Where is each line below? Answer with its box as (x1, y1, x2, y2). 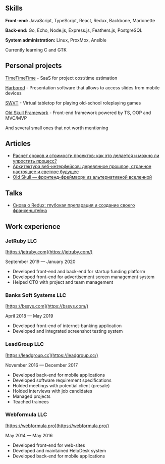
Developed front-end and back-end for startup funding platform (12, 268, 145, 274)
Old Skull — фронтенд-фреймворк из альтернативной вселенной (12, 174, 152, 180)
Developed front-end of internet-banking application (12, 323, 122, 329)
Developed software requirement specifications (12, 377, 112, 383)
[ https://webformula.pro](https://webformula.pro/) (5, 423, 109, 429)
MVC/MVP (5, 115, 27, 121)
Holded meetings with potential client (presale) (12, 382, 110, 388)
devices (5, 90, 22, 96)
